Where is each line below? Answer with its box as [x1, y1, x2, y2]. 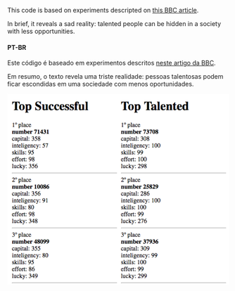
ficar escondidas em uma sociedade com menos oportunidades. [7, 80, 194, 89]
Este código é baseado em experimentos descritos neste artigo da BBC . [7, 59, 216, 67]
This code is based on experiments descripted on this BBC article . [7, 6, 199, 14]
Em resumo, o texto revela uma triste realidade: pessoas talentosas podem [7, 72, 224, 81]
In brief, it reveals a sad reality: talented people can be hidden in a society [7, 20, 222, 27]
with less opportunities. [7, 27, 75, 35]
